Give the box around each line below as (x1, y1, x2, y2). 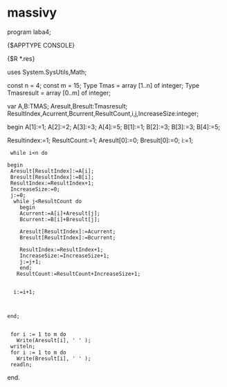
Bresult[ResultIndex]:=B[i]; (10, 173, 95, 180)
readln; (10, 361, 33, 368)
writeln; (10, 343, 36, 350)
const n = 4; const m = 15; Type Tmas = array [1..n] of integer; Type (7, 81, 199, 89)
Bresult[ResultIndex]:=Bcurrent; (19, 234, 116, 241)
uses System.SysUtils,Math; (7, 68, 87, 76)
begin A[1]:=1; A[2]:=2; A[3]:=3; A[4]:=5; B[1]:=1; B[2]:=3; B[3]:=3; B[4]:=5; (7, 122, 220, 131)
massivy (7, 5, 57, 21)
